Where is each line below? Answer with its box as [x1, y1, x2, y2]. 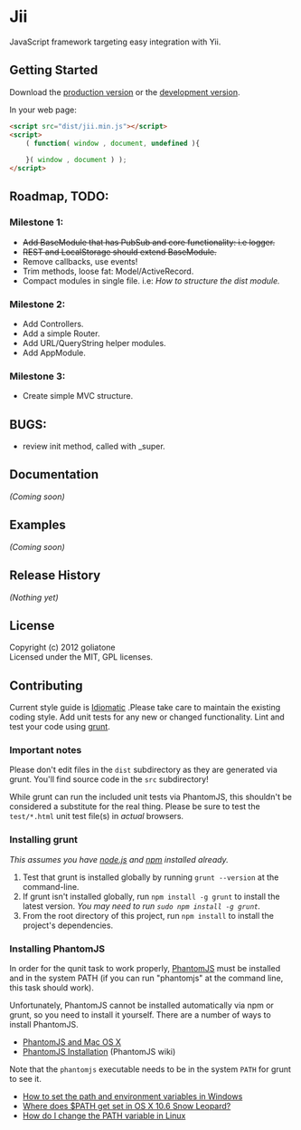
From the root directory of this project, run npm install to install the [22, 910, 274, 921]
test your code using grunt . [9, 721, 110, 732]
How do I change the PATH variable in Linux [22, 1110, 186, 1121]
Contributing [9, 678, 83, 693]
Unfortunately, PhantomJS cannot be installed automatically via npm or [9, 1000, 274, 1011]
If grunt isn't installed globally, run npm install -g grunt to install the [22, 891, 280, 902]
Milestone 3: [9, 370, 66, 382]
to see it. [9, 1074, 42, 1085]
